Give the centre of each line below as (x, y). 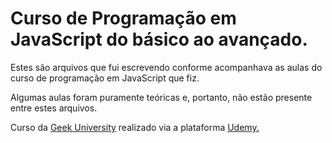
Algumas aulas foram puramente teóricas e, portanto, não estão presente (161, 97)
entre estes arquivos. (54, 108)
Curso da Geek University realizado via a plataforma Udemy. (135, 127)
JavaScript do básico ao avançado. (159, 39)
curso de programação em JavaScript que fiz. (105, 78)
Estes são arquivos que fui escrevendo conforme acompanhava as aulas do (166, 67)
